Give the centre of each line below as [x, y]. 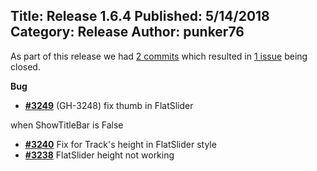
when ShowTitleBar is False [67, 125]
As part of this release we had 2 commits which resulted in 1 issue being [159, 56]
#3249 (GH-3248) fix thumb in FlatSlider [109, 105]
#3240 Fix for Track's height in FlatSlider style [120, 144]
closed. [25, 66]
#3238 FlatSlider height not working [99, 155]
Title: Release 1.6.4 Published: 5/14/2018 [140, 16]
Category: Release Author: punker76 [127, 32]
